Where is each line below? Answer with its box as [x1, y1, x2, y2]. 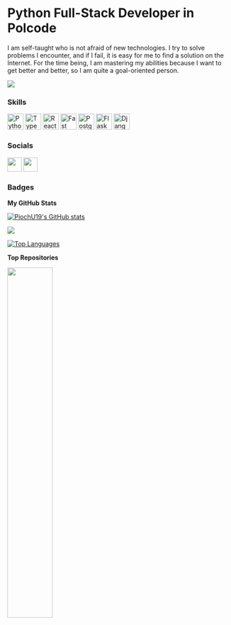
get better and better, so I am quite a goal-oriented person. [7, 66, 179, 74]
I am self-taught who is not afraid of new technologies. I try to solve [7, 43, 205, 52]
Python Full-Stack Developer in [7, 5, 195, 21]
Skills [7, 97, 27, 107]
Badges [7, 182, 34, 192]
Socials [7, 140, 33, 150]
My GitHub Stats [7, 199, 57, 207]
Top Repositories [7, 253, 59, 262]
